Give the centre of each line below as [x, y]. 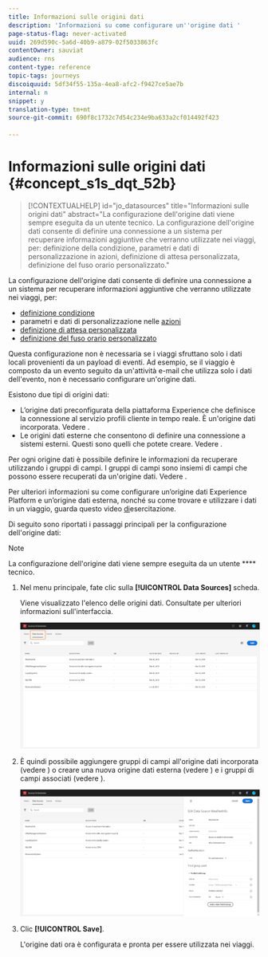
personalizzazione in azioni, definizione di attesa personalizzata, [134, 256]
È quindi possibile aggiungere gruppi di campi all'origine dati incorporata [139, 762]
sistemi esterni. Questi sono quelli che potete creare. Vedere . [121, 443]
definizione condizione [57, 313]
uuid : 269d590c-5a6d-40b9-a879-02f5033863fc [83, 42]
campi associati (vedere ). [63, 778]
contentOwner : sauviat [46, 51]
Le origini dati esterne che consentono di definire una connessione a [132, 435]
